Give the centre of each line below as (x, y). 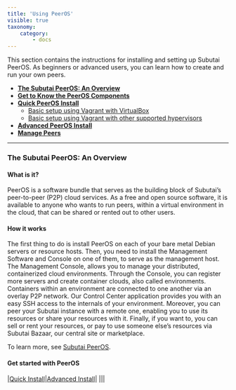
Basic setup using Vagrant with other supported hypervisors (115, 118)
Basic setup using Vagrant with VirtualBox (88, 111)
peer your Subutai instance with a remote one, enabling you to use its (108, 311)
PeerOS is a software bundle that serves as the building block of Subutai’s (114, 190)
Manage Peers (39, 133)
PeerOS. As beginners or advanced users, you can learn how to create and (116, 67)
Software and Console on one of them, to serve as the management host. (113, 259)
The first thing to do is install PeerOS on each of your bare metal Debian (111, 244)
